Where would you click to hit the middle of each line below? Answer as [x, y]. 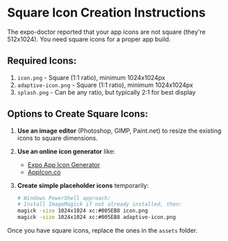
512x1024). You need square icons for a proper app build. [89, 39]
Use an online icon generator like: [66, 151]
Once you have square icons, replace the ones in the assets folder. [102, 231]
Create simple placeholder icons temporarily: [83, 185]
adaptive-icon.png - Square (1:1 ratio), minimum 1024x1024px [105, 85]
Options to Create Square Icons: [78, 114]
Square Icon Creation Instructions [106, 13]
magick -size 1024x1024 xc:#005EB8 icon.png [82, 211]
